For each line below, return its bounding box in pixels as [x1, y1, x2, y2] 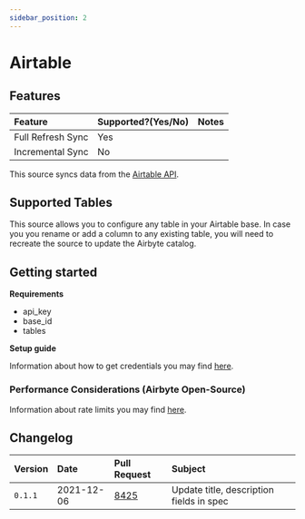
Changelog [9, 430, 74, 446]
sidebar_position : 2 [9, 13, 88, 23]
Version [14, 463, 49, 475]
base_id [22, 316, 53, 327]
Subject [171, 463, 206, 475]
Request [113, 468, 152, 481]
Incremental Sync [14, 145, 89, 158]
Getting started [9, 264, 98, 279]
